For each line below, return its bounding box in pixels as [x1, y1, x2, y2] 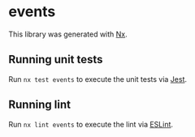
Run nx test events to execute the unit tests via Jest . [8, 74, 188, 83]
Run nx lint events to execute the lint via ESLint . [8, 119, 173, 129]
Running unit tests [8, 53, 103, 66]
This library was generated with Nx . [8, 29, 128, 39]
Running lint [8, 98, 71, 112]
